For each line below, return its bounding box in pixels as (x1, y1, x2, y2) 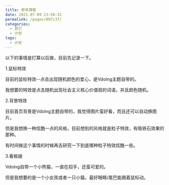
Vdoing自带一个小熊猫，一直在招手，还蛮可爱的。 (5, 163, 108, 169)
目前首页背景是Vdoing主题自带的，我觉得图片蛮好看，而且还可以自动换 (5, 108, 153, 114)
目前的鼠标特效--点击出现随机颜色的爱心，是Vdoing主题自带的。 (5, 76, 139, 82)
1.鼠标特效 (5, 65, 26, 71)
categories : (5, 21, 30, 27)
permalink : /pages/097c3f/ (5, 17, 62, 22)
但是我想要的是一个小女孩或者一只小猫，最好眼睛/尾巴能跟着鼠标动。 (5, 174, 149, 180)
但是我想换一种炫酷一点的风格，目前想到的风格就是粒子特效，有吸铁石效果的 (5, 125, 164, 131)
